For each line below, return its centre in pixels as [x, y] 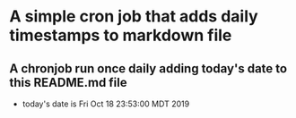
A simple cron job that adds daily [134, 17]
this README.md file [68, 82]
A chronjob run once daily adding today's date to [148, 68]
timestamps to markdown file [121, 35]
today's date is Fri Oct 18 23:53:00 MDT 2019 [106, 104]
